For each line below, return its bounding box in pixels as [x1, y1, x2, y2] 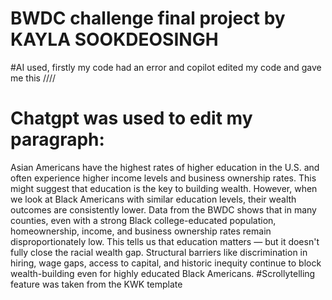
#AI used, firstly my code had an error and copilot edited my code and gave [10, 61, 322, 73]
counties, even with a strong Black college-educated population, [10, 214, 277, 226]
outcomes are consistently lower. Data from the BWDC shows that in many [10, 203, 317, 216]
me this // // [10, 72, 57, 84]
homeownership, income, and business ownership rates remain [10, 225, 272, 237]
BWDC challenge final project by [10, 7, 286, 30]
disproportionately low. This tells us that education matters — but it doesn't [10, 235, 320, 247]
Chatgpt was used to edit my [10, 107, 253, 130]
